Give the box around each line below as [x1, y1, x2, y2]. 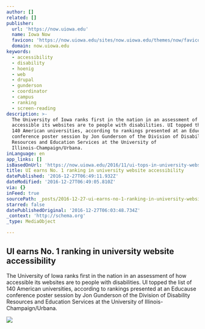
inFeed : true [6, 190, 40, 196]
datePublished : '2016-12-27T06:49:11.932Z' [6, 173, 119, 180]
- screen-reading [12, 105, 56, 111]
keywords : [6, 49, 32, 55]
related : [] [6, 15, 37, 21]
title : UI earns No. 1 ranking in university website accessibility [6, 168, 184, 174]
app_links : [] [6, 156, 43, 162]
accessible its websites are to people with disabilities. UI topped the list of [6, 278, 192, 286]
